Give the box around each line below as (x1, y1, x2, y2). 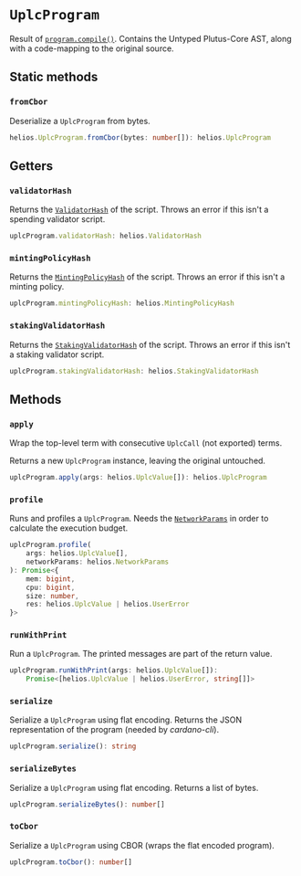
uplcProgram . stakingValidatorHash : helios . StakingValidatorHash (9, 366, 259, 375)
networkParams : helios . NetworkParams (26, 557, 170, 567)
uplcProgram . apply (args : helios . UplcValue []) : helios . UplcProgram (9, 473, 267, 482)
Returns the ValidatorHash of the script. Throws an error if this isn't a (9, 204, 269, 216)
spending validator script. (9, 214, 106, 225)
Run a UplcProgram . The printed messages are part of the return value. (9, 649, 273, 660)
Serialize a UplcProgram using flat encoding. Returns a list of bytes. (9, 782, 259, 793)
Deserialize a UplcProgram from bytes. (9, 115, 150, 126)
